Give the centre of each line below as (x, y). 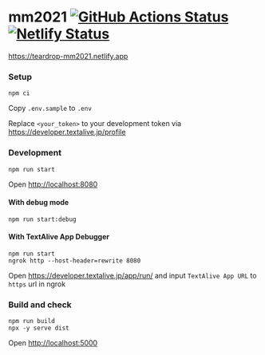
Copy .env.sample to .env (50, 108)
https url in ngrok (37, 284)
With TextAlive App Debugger (59, 237)
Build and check (40, 305)
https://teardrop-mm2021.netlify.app (68, 56)
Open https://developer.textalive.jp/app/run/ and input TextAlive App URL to (132, 275)
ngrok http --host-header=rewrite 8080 (75, 260)
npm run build (32, 321)
